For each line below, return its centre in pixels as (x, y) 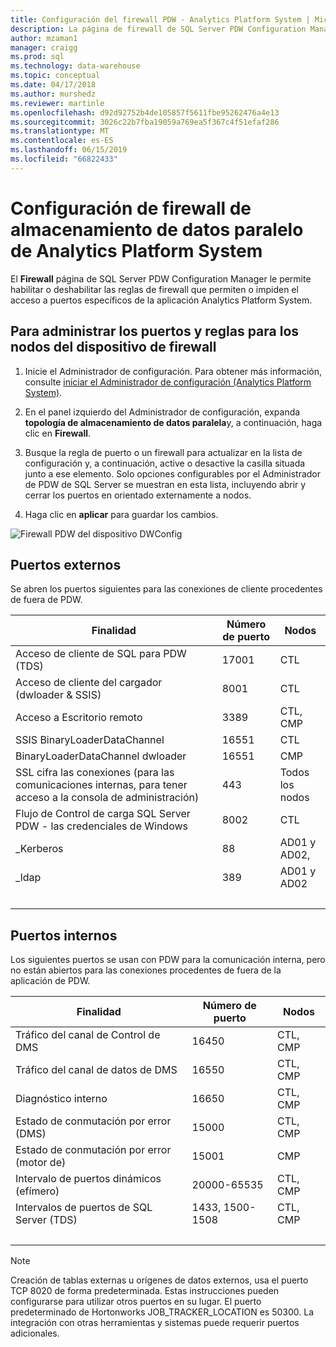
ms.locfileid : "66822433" (64, 159)
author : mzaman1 (44, 38)
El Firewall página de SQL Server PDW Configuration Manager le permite (161, 278)
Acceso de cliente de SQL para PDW (101, 654)
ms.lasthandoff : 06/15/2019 (69, 150)
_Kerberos (39, 849)
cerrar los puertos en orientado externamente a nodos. (138, 495)
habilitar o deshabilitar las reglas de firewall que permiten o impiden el (154, 289)
